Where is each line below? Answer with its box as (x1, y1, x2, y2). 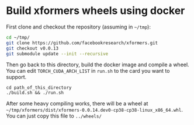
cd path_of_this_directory (6, 85, 72, 91)
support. (6, 74, 27, 81)
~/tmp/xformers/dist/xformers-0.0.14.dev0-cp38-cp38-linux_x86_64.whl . (6, 106, 183, 113)
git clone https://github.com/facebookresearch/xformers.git (6, 40, 158, 46)
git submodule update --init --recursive (6, 51, 109, 56)
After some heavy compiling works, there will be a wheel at (6, 100, 148, 107)
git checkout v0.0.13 (6, 45, 59, 51)
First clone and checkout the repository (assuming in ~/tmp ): (6, 23, 151, 30)
